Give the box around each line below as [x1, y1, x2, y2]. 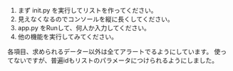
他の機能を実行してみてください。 [17, 32, 118, 41]
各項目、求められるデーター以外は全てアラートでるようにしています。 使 [7, 48, 221, 56]
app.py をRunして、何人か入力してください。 [17, 24, 151, 32]
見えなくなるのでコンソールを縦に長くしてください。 [17, 15, 174, 23]
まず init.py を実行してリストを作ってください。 [17, 6, 157, 14]
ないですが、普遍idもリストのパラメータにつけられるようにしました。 [13, 56, 219, 65]
